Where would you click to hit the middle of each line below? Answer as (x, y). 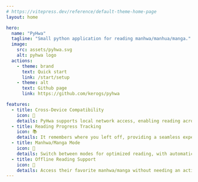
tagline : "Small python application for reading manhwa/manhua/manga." (101, 39)
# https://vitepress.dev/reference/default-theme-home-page (82, 12)
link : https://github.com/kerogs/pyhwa (70, 94)
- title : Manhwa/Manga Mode (46, 143)
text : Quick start (44, 71)
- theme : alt (33, 83)
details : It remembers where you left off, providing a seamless (99, 137)
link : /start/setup (45, 77)
